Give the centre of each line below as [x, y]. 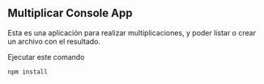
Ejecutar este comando [46, 57]
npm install [28, 72]
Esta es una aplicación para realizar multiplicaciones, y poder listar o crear [132, 32]
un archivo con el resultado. [54, 41]
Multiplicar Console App [70, 13]
